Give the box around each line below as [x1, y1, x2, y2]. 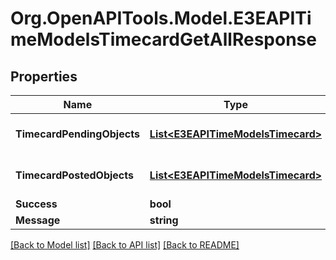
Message [15, 213, 61, 227]
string [149, 213, 179, 227]
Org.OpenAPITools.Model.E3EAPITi [10, 7, 312, 30]
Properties [10, 68, 78, 85]
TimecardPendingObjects [15, 127, 140, 141]
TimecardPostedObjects [15, 168, 134, 182]
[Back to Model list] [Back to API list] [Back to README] [10, 239, 240, 251]
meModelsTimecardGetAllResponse [10, 28, 317, 51]
